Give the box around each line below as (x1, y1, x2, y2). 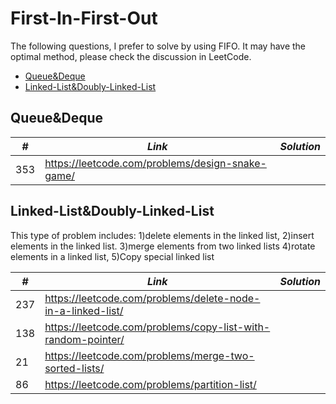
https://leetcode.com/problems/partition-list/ (44, 377, 257, 391)
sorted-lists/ (44, 361, 105, 375)
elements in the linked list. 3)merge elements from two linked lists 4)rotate (10, 240, 316, 252)
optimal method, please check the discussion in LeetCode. (10, 50, 252, 62)
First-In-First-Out (10, 7, 158, 30)
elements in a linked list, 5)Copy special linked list (10, 250, 215, 262)
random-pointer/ (44, 332, 125, 346)
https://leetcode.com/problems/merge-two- (44, 348, 255, 362)
